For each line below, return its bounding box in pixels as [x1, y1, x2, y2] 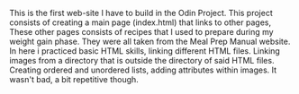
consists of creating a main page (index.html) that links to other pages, [9, 17, 272, 28]
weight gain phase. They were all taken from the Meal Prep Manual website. [9, 36, 291, 47]
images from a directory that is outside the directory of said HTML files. [9, 56, 275, 65]
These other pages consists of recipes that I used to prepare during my [9, 27, 274, 37]
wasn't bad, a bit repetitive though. [9, 74, 140, 84]
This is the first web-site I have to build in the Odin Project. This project [9, 8, 273, 18]
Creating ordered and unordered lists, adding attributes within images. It [9, 64, 277, 75]
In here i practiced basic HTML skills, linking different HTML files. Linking [9, 46, 281, 56]
